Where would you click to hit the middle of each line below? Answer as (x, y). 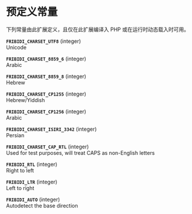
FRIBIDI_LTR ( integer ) (32, 182)
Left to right (20, 188)
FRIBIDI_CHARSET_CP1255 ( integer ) (46, 94)
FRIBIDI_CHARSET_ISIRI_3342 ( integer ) (51, 129)
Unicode (16, 47)
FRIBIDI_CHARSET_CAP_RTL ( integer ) (48, 147)
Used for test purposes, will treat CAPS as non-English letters (80, 152)
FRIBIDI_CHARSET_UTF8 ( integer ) (43, 41)
